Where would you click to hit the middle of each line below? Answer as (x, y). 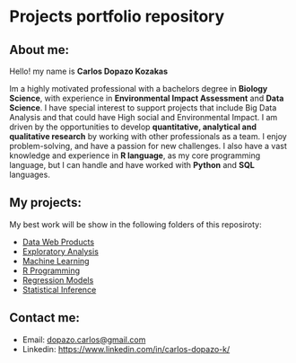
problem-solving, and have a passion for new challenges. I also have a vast (148, 146)
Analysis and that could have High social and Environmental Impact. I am (144, 117)
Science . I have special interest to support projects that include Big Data (143, 108)
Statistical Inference (59, 289)
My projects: (46, 203)
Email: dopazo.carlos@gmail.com (84, 340)
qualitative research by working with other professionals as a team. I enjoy (148, 136)
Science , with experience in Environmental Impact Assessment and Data (147, 98)
